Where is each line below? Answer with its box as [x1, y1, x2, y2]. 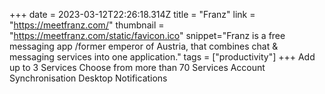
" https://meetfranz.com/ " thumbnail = [9, 19, 165, 31]
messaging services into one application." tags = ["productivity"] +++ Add [9, 51, 316, 63]
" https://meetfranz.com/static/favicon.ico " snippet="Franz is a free [9, 30, 286, 41]
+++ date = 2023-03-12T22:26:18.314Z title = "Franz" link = [9, 9, 256, 20]
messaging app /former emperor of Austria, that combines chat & [9, 40, 279, 52]
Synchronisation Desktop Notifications [9, 72, 168, 84]
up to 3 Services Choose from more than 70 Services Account [9, 62, 266, 73]
